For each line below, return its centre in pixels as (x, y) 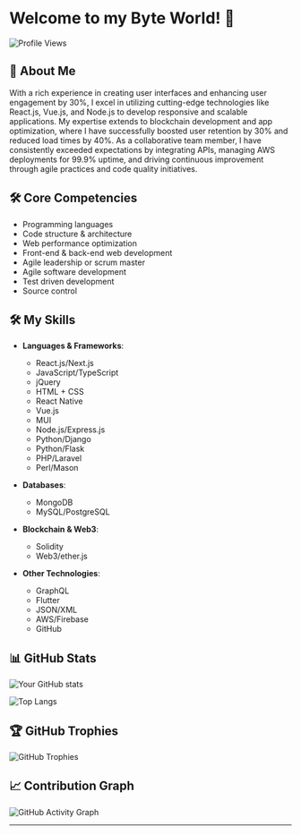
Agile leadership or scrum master (84, 262)
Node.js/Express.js (70, 430)
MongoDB (54, 503)
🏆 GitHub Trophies (64, 731)
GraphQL (52, 591)
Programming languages (68, 224)
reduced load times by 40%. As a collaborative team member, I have (136, 140)
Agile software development (74, 271)
